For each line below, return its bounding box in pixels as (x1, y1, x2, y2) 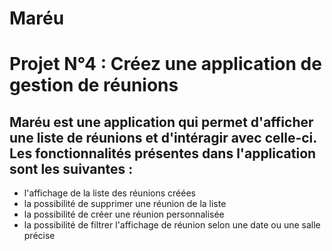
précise (23, 230, 56, 242)
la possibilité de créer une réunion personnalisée (23, 208, 225, 221)
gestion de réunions (9, 74, 179, 97)
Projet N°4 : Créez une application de (9, 53, 322, 76)
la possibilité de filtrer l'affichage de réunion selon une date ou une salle (23, 219, 321, 231)
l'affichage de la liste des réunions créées (23, 187, 196, 199)
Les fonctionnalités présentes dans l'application (9, 145, 317, 162)
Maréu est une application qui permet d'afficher (9, 113, 314, 131)
